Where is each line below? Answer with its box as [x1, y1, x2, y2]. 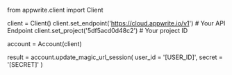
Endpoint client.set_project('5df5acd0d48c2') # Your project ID [7, 27, 188, 34]
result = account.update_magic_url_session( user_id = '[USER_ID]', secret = [7, 53, 224, 61]
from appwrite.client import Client [7, 6, 103, 14]
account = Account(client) [7, 40, 82, 47]
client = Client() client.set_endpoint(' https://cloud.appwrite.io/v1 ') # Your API [7, 19, 226, 27]
